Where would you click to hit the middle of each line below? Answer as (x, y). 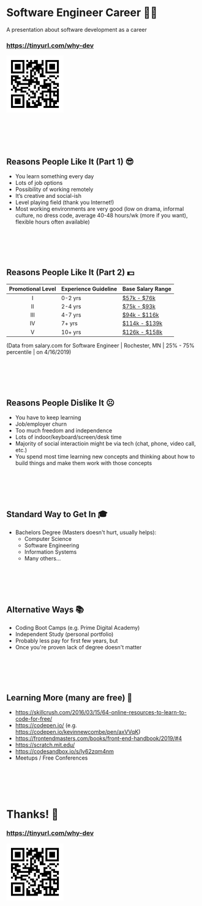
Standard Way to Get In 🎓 (57, 514)
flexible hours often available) (52, 222)
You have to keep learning (48, 417)
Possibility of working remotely (54, 189)
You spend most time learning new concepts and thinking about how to (105, 456)
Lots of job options (39, 183)
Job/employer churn (41, 424)
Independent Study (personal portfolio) (64, 634)
